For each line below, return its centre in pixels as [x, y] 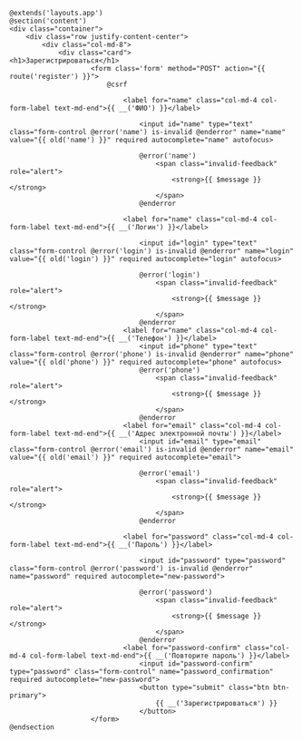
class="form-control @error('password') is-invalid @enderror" [132, 569]
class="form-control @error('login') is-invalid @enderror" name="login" [152, 251]
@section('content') [49, 21]
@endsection [32, 727]
